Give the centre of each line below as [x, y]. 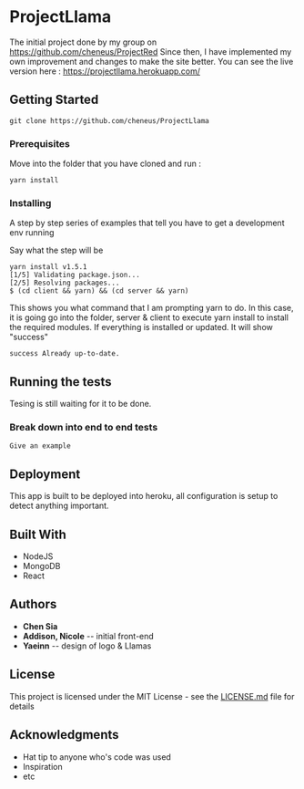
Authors [33, 604]
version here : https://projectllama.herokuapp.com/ [105, 71]
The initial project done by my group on [83, 42]
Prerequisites [40, 143]
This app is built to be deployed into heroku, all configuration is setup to [144, 496]
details [22, 706]
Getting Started [54, 100]
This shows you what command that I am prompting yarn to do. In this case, [152, 308]
